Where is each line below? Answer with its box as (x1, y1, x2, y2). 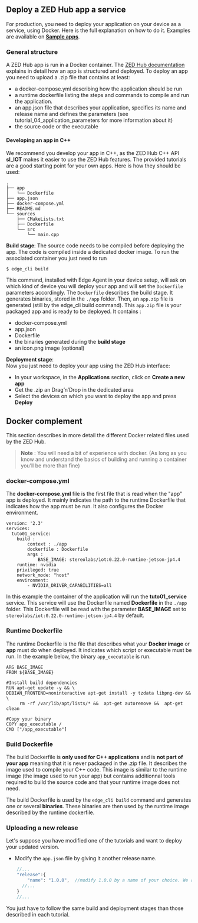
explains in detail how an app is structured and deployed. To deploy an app (6, 67, 189, 75)
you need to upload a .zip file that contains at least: (6, 74, 131, 81)
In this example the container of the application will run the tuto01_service (6, 593, 187, 600)
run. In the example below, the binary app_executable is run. (6, 653, 151, 660)
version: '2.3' (6, 521, 44, 527)
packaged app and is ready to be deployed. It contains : (6, 308, 141, 315)
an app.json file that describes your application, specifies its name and (14, 104, 187, 111)
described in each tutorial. (6, 911, 70, 918)
